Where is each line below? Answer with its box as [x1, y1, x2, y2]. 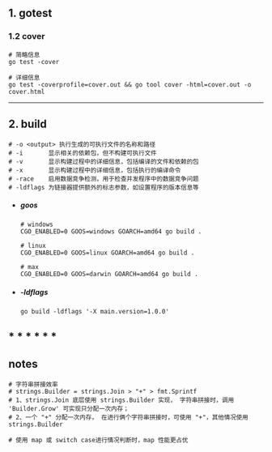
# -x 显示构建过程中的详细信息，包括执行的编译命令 [8, 166, 181, 174]
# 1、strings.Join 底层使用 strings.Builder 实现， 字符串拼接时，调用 [8, 396, 235, 404]
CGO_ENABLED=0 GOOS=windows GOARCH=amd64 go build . [19, 228, 202, 236]
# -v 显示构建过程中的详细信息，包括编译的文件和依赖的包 [8, 157, 200, 165]
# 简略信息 [8, 50, 40, 59]
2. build [8, 117, 47, 131]
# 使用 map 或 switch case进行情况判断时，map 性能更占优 [8, 436, 189, 444]
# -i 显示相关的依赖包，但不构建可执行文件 [8, 149, 157, 157]
